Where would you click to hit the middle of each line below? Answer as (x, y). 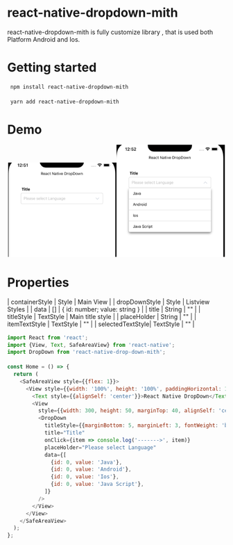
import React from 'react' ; (48, 337)
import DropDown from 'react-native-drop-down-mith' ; (87, 352)
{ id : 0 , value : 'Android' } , (91, 470)
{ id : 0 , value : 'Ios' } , (85, 477)
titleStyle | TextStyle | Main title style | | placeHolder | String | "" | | (102, 316)
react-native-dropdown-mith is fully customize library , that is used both (110, 32)
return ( (26, 374)
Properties (38, 282)
